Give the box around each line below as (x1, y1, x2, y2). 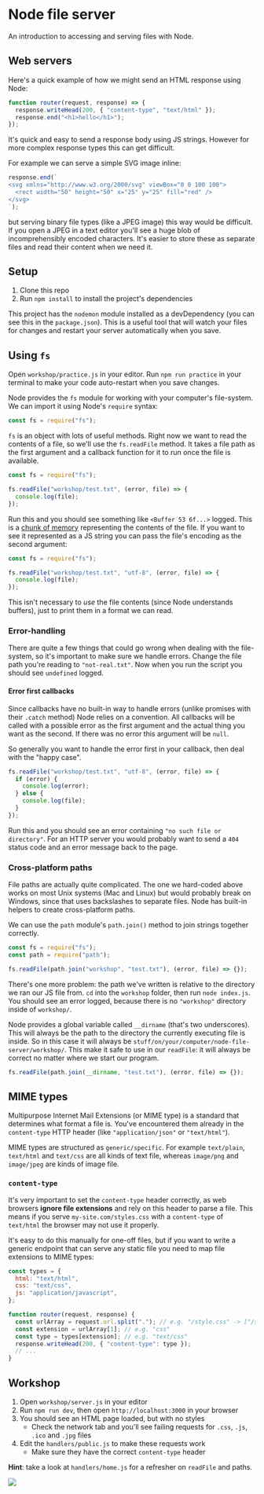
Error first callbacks (8, 686, 75, 696)
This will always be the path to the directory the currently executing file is (8, 1028, 246, 1037)
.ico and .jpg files (31, 1430, 92, 1440)
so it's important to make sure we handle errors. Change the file (35, 652, 242, 661)
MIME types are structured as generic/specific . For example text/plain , (8, 1143, 245, 1152)
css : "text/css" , (15, 1282, 72, 1290)
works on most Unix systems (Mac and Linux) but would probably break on (8, 888, 251, 898)
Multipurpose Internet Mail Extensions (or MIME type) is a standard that (8, 1110, 240, 1121)
